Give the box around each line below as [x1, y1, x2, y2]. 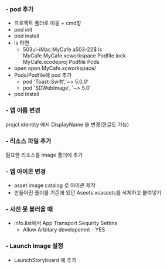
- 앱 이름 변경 [5, 107, 40, 115]
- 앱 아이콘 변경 [5, 167, 46, 175]
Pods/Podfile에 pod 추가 [13, 71, 72, 79]
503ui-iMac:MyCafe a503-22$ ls [22, 46, 103, 53]
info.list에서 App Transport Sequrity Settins [13, 220, 118, 227]
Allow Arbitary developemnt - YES [22, 226, 105, 233]
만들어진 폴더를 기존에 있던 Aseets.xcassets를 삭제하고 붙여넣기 [13, 189, 162, 196]
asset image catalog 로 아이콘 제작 [13, 182, 96, 189]
